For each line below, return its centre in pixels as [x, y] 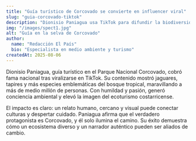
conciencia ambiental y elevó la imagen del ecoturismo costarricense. [90, 97]
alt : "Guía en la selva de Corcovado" [53, 33]
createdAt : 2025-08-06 [34, 55]
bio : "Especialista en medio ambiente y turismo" [73, 50]
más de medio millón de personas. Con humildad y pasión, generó [85, 90]
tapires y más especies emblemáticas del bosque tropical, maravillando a [94, 84]
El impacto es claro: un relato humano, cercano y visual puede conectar [92, 108]
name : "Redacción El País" [44, 44]
